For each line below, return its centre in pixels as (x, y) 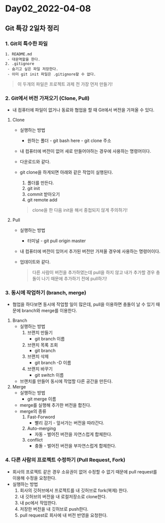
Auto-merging (41, 428)
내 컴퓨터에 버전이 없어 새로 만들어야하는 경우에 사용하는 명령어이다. (85, 151)
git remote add (42, 200)
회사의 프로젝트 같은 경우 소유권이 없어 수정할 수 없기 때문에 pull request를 (85, 471)
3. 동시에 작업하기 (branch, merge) (46, 293)
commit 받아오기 (43, 195)
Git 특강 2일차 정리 (32, 28)
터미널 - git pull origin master (56, 241)
